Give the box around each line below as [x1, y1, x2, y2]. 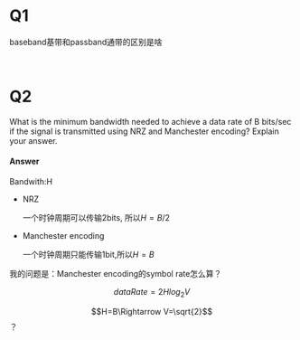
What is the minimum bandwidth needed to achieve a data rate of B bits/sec [9, 116, 292, 127]
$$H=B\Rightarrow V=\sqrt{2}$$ [90, 306, 213, 316]
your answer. [9, 135, 58, 146]
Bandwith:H [9, 176, 53, 187]
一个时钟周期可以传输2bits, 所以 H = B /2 [22, 212, 170, 223]
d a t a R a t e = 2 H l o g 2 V [113, 287, 191, 299]
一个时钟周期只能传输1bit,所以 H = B [22, 250, 155, 260]
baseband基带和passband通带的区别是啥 [9, 36, 163, 47]
